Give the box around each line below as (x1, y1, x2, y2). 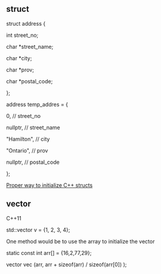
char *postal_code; (6, 77, 53, 85)
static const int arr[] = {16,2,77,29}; (6, 249, 92, 256)
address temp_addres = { (6, 101, 69, 108)
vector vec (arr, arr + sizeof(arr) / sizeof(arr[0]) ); (6, 261, 127, 268)
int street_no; (6, 32, 39, 39)
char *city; (6, 54, 32, 61)
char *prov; (6, 66, 35, 73)
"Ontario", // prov (6, 147, 48, 154)
